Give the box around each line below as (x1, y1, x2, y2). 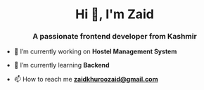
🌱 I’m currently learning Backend (13, 61, 110, 70)
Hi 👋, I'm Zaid (75, 6, 155, 22)
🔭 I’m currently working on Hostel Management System (13, 47, 177, 56)
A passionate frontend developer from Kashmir (32, 32, 197, 41)
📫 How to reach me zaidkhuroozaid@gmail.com (13, 75, 158, 84)
